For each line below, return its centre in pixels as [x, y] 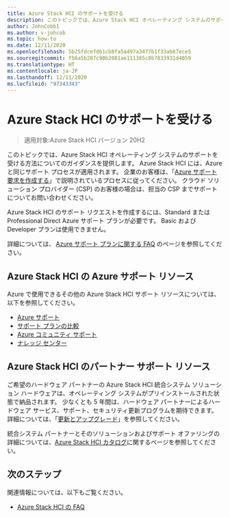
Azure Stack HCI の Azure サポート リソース [100, 276]
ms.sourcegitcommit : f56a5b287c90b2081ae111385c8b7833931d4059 [99, 58]
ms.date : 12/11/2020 [37, 45]
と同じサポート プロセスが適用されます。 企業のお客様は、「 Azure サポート [112, 172]
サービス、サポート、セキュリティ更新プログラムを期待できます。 [125, 410]
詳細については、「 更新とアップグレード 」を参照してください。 [95, 419]
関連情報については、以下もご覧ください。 [67, 492]
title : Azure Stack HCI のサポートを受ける [65, 13]
